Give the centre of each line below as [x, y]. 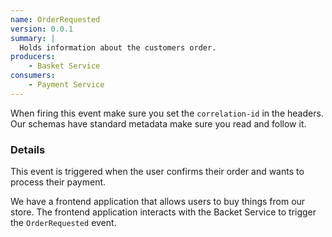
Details [28, 149]
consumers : [33, 76]
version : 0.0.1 [42, 29]
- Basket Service [64, 66]
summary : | [33, 38]
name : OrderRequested [55, 19]
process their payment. [58, 182]
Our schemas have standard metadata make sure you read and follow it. [158, 123]
